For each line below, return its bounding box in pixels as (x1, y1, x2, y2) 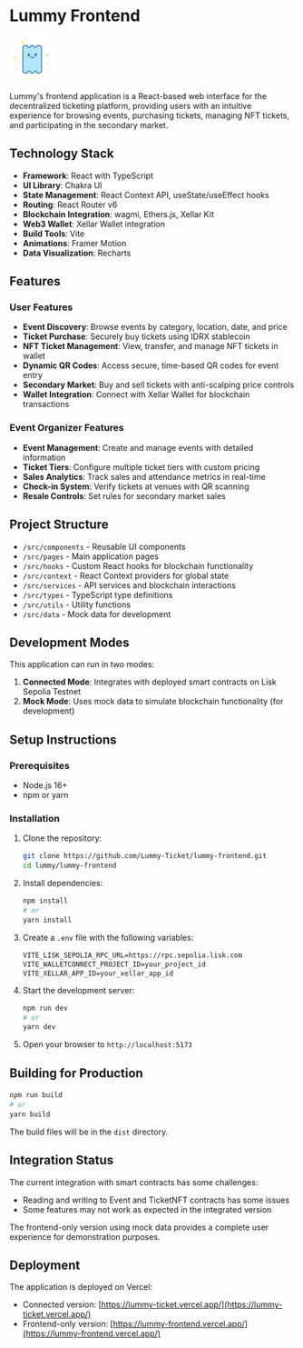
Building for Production (9, 1065, 143, 1081)
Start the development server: (22, 984, 135, 995)
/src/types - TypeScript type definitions (22, 589, 173, 600)
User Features (9, 301, 73, 314)
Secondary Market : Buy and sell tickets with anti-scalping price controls (22, 379, 295, 391)
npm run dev (22, 1004, 68, 1013)
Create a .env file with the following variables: (22, 932, 194, 943)
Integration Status (9, 1153, 114, 1168)
